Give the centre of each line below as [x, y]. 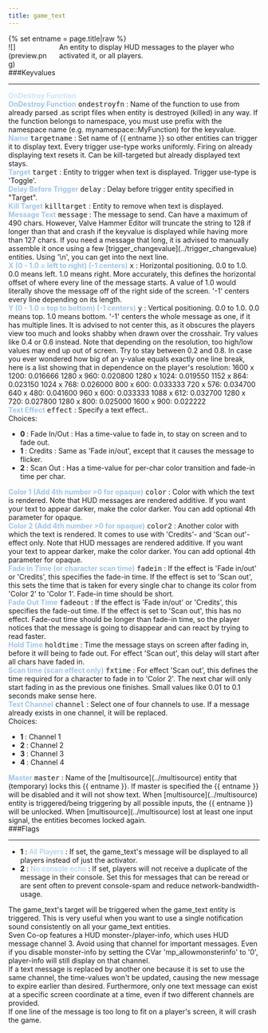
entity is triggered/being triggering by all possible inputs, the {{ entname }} [131, 803]
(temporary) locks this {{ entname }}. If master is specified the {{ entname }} [134, 786]
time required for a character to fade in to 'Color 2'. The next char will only [130, 678]
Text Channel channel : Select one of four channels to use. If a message [129, 704]
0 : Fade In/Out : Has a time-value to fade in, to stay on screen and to [133, 433]
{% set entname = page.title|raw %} [67, 38]
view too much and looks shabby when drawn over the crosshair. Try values [133, 333]
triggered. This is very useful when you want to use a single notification [126, 918]
